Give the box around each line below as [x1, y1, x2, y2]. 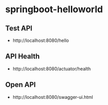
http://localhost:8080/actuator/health [12, 65, 91, 72]
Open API [5, 81, 36, 89]
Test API [5, 24, 33, 33]
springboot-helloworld [5, 4, 103, 15]
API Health [5, 52, 40, 61]
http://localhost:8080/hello [12, 37, 69, 43]
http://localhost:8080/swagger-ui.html [12, 94, 93, 100]
